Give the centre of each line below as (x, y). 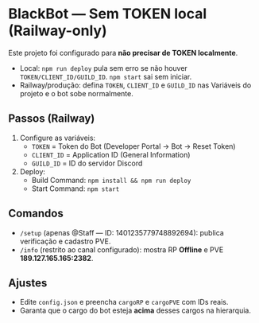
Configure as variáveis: (58, 138)
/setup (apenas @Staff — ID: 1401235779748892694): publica (122, 232)
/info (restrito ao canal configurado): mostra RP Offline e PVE (122, 249)
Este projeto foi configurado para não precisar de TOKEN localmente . (123, 53)
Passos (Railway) (52, 119)
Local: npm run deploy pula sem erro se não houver (104, 68)
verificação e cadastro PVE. (65, 241)
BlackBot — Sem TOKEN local (108, 14)
